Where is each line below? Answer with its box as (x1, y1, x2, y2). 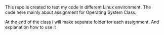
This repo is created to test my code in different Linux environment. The (5, 4, 151, 10)
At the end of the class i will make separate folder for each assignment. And (5, 19, 160, 25)
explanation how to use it (5, 24, 56, 30)
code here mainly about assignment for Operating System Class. (5, 9, 137, 15)
